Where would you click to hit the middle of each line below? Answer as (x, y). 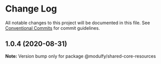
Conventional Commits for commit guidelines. (52, 28)
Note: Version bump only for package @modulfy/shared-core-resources (81, 56)
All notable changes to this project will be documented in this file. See (78, 23)
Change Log (31, 9)
